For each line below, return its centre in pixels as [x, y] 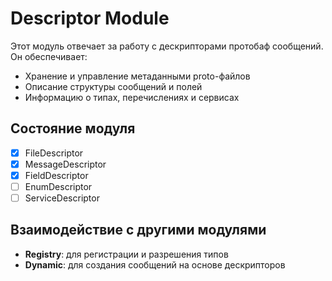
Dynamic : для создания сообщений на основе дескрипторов [155, 264]
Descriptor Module [90, 18]
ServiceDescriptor [62, 198]
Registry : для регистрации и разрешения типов [126, 254]
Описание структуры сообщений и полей [113, 86]
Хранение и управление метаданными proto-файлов [137, 76]
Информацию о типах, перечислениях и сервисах [132, 97]
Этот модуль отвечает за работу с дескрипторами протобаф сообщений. [167, 46]
